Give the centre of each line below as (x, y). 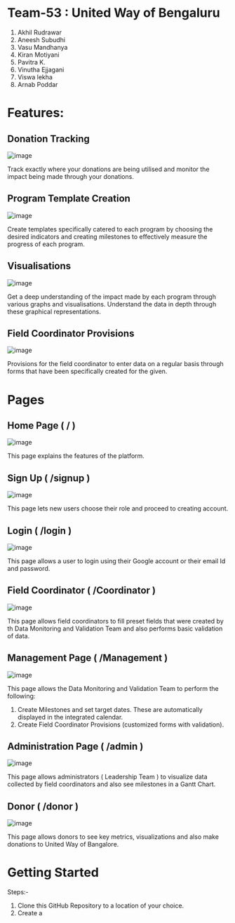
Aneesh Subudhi (41, 39)
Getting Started (53, 873)
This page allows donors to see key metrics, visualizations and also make (113, 837)
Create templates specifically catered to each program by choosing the (110, 229)
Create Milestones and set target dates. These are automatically (110, 709)
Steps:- (18, 892)
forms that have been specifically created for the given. (87, 371)
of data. (19, 635)
